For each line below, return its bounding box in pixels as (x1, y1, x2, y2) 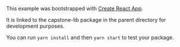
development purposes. (6, 23, 65, 29)
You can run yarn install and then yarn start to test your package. (6, 34, 174, 41)
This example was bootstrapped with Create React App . (6, 5, 144, 12)
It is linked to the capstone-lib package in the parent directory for (6, 16, 166, 23)
